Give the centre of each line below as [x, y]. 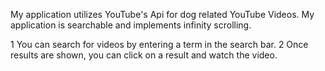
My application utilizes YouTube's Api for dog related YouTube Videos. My [162, 14]
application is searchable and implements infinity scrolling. [131, 25]
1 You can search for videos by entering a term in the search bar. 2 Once [159, 44]
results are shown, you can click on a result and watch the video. [144, 55]
